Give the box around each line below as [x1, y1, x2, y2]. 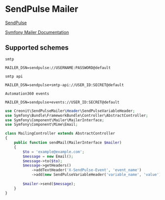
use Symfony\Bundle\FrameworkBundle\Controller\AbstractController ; [5, 113, 148, 118]
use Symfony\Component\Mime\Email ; [5, 122, 78, 127]
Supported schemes [5, 43, 69, 52]
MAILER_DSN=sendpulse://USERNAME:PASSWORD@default [5, 65, 111, 70]
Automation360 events [5, 91, 50, 96]
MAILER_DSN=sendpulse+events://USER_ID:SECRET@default [5, 100, 120, 104]
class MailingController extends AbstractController [5, 131, 115, 136]
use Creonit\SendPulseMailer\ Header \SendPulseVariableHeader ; [5, 108, 135, 113]
